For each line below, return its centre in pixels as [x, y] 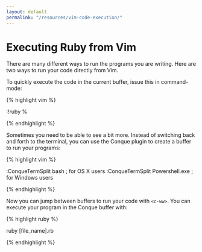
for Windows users [30, 178]
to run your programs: [33, 148]
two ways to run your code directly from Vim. [62, 71]
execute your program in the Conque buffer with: [67, 207]
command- [175, 82]
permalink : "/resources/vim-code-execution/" [64, 17]
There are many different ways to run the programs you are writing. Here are [101, 64]
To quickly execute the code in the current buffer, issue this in [83, 82]
